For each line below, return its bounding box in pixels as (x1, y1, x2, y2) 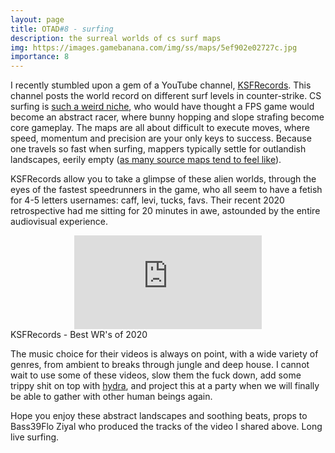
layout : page (10, 14, 65, 25)
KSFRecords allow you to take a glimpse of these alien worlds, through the (10, 173, 317, 185)
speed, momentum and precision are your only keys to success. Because (10, 132, 312, 145)
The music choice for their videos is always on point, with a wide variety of (10, 348, 319, 360)
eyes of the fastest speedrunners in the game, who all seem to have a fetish (10, 184, 323, 196)
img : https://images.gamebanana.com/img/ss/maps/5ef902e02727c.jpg (10, 42, 298, 53)
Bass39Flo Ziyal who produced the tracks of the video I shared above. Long (10, 421, 323, 433)
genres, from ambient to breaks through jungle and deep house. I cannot (10, 359, 310, 371)
